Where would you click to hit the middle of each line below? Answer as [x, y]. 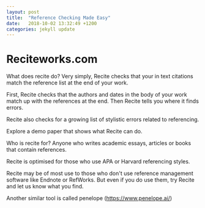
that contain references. [37, 150]
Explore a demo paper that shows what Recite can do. [74, 132]
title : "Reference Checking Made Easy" [59, 18]
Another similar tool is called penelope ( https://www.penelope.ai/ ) [89, 198]
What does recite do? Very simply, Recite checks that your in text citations [100, 76]
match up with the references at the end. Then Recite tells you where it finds [102, 101]
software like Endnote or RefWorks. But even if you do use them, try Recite [100, 180]
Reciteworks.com [52, 59]
